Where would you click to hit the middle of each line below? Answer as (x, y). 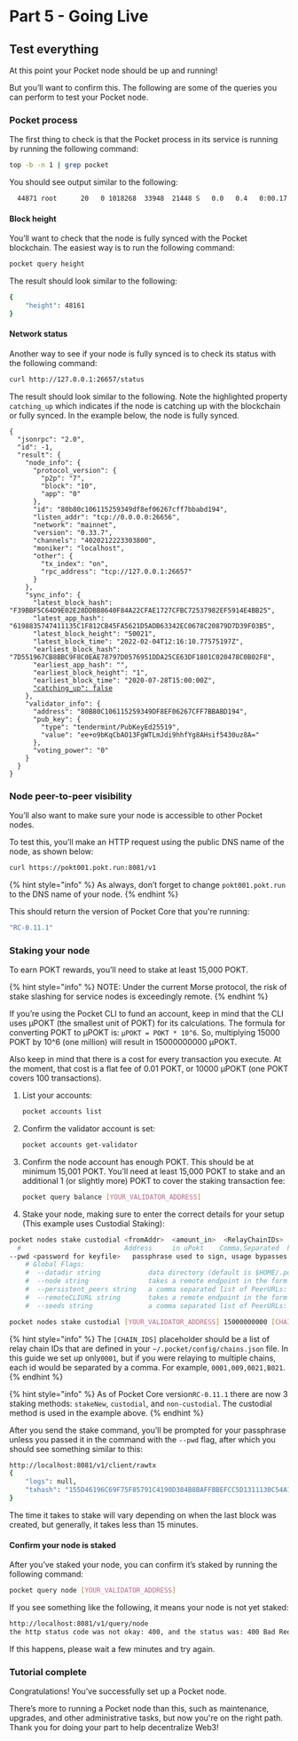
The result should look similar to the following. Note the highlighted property (149, 396)
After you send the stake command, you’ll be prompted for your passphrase (148, 1430)
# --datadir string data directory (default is (138, 1273)
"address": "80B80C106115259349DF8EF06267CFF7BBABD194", (140, 711)
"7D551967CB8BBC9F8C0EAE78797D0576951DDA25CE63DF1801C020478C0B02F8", (142, 657)
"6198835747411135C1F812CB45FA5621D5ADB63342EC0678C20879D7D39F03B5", (142, 626)
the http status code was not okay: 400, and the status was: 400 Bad (142, 1632)
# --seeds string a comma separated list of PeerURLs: (157, 1306)
